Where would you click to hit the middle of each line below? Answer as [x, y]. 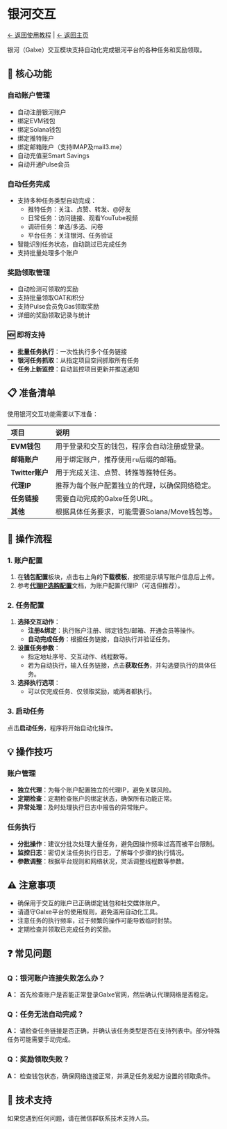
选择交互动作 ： [39, 622]
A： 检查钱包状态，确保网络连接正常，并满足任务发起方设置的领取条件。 [111, 1076]
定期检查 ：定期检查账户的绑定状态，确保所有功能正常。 [96, 799]
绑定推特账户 [35, 138]
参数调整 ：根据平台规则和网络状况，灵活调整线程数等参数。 [102, 861]
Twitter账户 [30, 473]
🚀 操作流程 [30, 538]
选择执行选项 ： [39, 683]
